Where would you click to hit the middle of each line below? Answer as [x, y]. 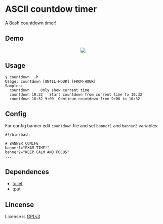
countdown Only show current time [50, 90]
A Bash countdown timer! [31, 23]
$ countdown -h [22, 77]
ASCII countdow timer [51, 9]
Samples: [14, 86]
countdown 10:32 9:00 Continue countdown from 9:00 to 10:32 [75, 99]
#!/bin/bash [17, 135]
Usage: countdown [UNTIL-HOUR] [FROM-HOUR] [51, 81]
